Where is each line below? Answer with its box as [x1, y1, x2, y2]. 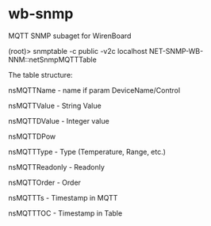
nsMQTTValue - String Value [8, 101, 102, 110]
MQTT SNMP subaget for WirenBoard [8, 31, 132, 40]
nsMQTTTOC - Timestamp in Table [8, 208, 123, 218]
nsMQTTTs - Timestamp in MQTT [8, 193, 118, 202]
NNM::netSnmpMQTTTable [8, 55, 97, 64]
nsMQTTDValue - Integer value [8, 116, 109, 125]
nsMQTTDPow [8, 132, 56, 141]
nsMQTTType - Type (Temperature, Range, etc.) [8, 147, 167, 156]
